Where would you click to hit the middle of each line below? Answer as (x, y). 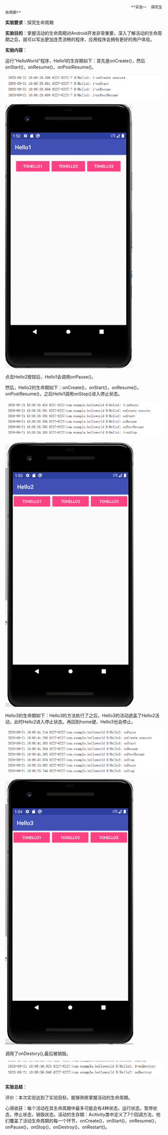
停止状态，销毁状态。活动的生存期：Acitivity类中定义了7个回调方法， (85, 1114)
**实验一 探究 (145, 7)
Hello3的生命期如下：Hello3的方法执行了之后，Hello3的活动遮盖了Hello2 (80, 716)
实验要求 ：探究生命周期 (29, 22)
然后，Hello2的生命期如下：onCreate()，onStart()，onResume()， (73, 388)
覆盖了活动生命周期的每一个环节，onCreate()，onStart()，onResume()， (84, 1120)
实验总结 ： (16, 1087)
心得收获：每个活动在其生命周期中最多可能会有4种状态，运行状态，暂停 (79, 1108)
